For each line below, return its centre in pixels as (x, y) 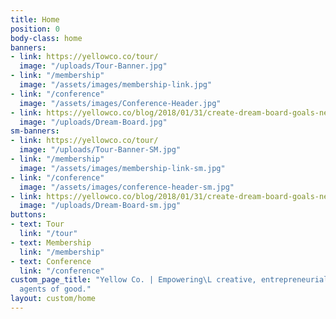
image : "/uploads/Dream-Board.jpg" (93, 122)
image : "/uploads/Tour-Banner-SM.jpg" (100, 150)
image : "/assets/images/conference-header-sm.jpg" (127, 187)
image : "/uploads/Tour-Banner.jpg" (93, 66)
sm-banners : (35, 131)
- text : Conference (51, 261)
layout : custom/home (53, 299)
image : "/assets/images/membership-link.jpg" (116, 85)
